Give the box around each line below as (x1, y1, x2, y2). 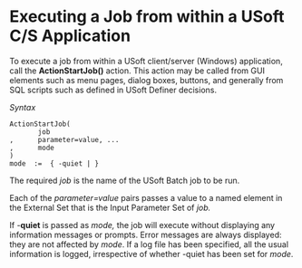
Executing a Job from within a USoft (9, 6, 285, 27)
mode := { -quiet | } (9, 158, 100, 168)
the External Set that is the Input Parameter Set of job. (9, 202, 211, 213)
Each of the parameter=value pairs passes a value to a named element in (9, 192, 283, 203)
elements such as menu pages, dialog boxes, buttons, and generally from (9, 74, 284, 85)
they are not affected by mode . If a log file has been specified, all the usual (9, 238, 288, 250)
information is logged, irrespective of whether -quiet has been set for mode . (9, 248, 294, 259)
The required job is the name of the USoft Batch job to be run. (9, 175, 240, 186)
